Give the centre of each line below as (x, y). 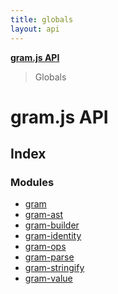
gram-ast (44, 215)
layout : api (35, 29)
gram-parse (49, 257)
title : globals (42, 19)
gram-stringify (54, 268)
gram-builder (52, 225)
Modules (32, 182)
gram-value (48, 278)
